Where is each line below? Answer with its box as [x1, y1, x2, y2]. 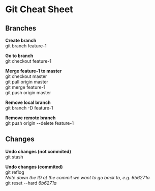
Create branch [5, 37, 37, 43]
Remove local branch [5, 99, 51, 105]
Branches [5, 24, 37, 33]
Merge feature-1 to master [5, 68, 62, 74]
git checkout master [5, 73, 47, 79]
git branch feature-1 [5, 43, 47, 49]
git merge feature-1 [5, 84, 46, 90]
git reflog [5, 169, 24, 175]
